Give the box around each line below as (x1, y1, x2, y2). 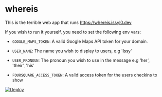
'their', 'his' (12, 62, 35, 68)
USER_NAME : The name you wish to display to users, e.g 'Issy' (12, 48, 132, 54)
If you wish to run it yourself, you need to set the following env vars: (5, 29, 141, 35)
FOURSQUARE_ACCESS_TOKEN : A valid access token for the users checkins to (12, 72, 157, 78)
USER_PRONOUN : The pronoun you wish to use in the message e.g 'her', (12, 57, 150, 63)
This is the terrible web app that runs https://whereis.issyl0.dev (5, 19, 132, 25)
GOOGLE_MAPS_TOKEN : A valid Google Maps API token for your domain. (12, 38, 148, 44)
